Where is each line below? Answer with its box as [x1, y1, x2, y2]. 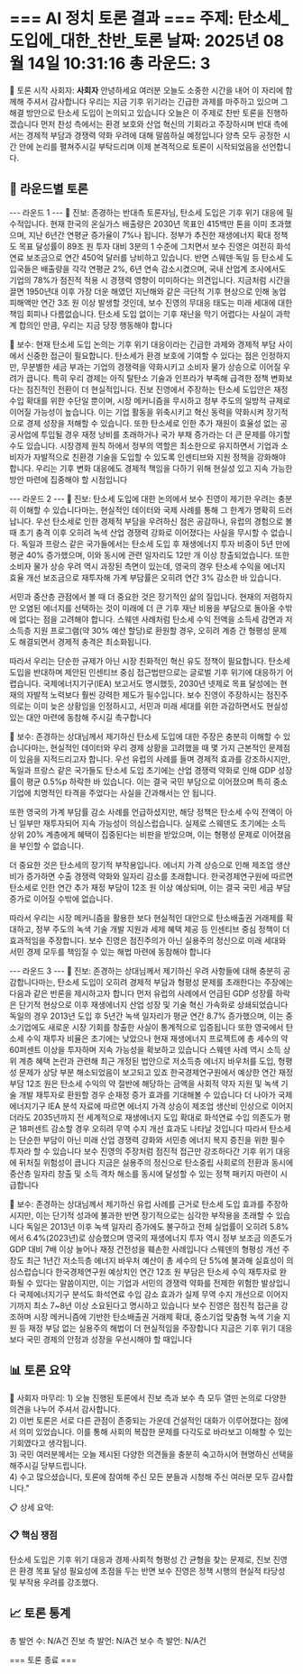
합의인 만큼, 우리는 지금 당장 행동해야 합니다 [18, 319, 173, 330]
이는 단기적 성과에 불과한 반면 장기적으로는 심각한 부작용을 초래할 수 [35, 1210, 274, 1221]
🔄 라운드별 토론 [9, 181, 88, 197]
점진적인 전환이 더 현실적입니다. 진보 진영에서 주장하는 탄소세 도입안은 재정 [25, 384, 289, 395]
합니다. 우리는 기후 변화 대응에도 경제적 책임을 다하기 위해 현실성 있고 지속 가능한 [9, 462, 293, 473]
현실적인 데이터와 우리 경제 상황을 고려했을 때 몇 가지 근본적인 [50, 742, 267, 753]
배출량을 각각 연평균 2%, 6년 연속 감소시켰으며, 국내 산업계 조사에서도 [40, 263, 287, 274]
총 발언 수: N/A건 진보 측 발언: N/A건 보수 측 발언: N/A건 [9, 1635, 207, 1646]
